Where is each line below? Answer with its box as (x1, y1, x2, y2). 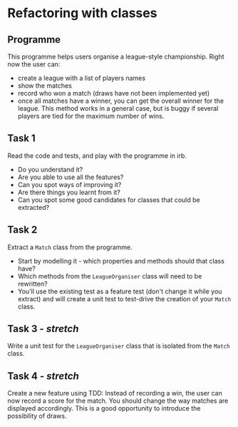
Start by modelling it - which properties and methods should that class (17, 256, 224, 265)
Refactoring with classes (7, 5, 157, 21)
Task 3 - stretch (7, 323, 79, 335)
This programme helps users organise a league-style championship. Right (7, 52, 224, 61)
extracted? (17, 203, 50, 211)
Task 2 (7, 223, 38, 236)
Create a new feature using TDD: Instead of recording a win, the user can (7, 389, 222, 398)
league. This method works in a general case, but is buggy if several (17, 104, 219, 112)
